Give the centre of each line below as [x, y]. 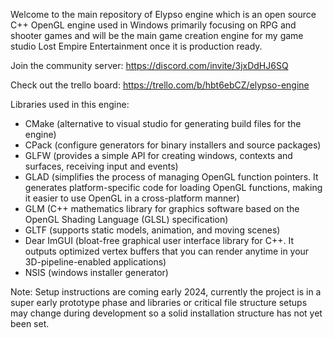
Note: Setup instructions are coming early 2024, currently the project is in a [166, 292]
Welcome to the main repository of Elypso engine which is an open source [163, 14]
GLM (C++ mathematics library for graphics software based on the [162, 208]
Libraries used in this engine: [70, 104]
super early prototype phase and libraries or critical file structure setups [159, 302]
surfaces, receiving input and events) [101, 166]
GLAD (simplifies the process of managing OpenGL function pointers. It [171, 177]
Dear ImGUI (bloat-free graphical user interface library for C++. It [159, 240]
